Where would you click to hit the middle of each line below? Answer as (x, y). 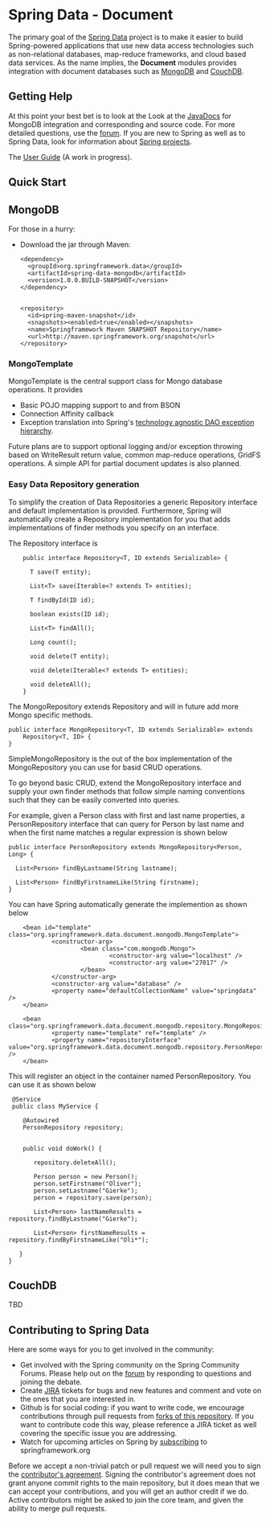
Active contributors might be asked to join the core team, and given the (126, 1500)
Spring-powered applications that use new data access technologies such (131, 45)
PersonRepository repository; (74, 1127)
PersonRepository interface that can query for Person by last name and (126, 824)
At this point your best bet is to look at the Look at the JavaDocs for (120, 116)
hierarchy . (37, 431)
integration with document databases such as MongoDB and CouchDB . (126, 71)
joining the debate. (51, 1382)
